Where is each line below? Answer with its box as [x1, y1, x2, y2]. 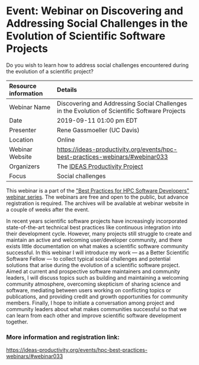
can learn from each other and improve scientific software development [6, 312, 182, 319]
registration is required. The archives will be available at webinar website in [6, 200, 190, 207]
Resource [9, 82, 37, 90]
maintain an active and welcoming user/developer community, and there [6, 236, 182, 244]
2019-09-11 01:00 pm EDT [57, 116, 138, 124]
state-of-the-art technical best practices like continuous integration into [6, 223, 182, 230]
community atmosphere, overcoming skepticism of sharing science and [6, 280, 181, 287]
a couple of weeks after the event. [6, 206, 90, 213]
